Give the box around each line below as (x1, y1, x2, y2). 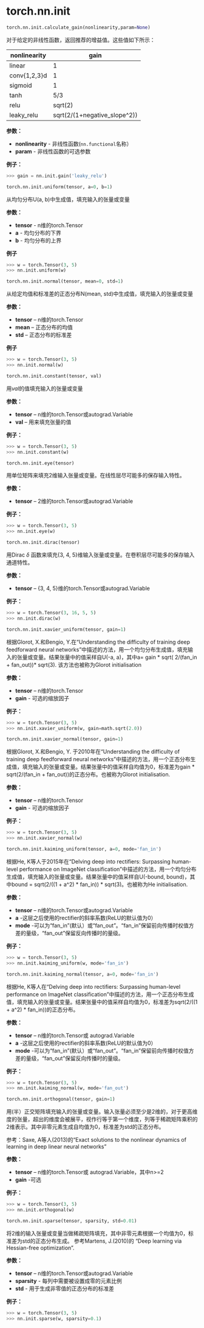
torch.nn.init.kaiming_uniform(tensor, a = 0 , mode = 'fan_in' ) (6, 846, 162, 852)
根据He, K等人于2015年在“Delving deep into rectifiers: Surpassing (6, 857, 171, 865)
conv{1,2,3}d (9, 71, 47, 80)
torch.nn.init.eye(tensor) (6, 460, 75, 466)
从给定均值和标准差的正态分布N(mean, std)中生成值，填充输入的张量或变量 (6, 290, 193, 298)
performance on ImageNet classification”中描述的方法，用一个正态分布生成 (6, 991, 194, 998)
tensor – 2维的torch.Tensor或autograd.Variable (15, 497, 134, 505)
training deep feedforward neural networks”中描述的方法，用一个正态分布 (6, 756, 191, 763)
